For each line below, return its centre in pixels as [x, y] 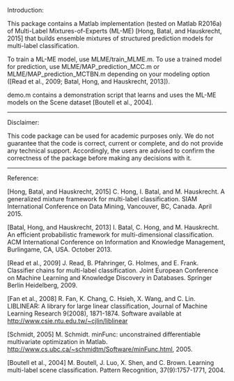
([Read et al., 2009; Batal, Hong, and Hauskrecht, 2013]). [89, 81]
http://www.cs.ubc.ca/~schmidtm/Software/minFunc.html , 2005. [100, 349]
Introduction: [25, 10]
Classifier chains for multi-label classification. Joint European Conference [113, 270]
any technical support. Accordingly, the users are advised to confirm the [111, 150]
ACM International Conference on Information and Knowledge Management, [116, 242]
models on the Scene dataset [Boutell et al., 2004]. [80, 102]
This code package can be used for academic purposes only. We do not [111, 136]
